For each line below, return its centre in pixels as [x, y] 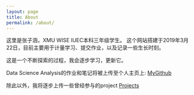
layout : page [22, 12]
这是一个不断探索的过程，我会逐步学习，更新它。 [66, 61]
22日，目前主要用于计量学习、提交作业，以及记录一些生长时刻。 [85, 47]
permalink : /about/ [30, 23]
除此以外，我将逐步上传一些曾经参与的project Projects [73, 85]
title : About [22, 17]
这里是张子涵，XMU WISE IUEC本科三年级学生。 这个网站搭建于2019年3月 [98, 40]
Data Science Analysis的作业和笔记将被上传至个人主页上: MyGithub [89, 73]
